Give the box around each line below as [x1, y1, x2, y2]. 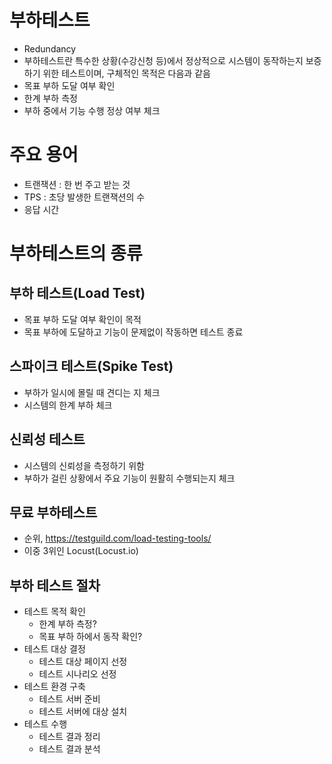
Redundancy [23, 42, 77, 55]
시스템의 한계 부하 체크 [23, 399, 113, 411]
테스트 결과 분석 [38, 743, 101, 755]
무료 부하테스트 [9, 504, 98, 521]
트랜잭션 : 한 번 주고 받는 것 [23, 178, 131, 190]
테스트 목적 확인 [23, 606, 86, 618]
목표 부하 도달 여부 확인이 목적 [23, 313, 142, 325]
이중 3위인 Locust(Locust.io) [23, 545, 139, 557]
